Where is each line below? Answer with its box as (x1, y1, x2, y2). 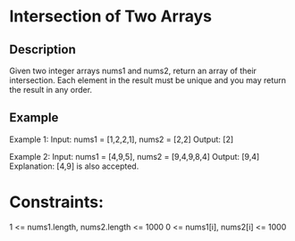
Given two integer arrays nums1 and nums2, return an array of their (9, 65, 257, 76)
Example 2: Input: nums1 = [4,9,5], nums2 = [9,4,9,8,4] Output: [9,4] (9, 151, 260, 162)
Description (9, 42, 76, 57)
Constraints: (9, 192, 105, 212)
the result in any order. (9, 85, 92, 95)
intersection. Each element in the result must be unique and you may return (9, 75, 287, 86)
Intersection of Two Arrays (9, 6, 213, 27)
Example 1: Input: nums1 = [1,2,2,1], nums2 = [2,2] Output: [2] (9, 134, 234, 145)
